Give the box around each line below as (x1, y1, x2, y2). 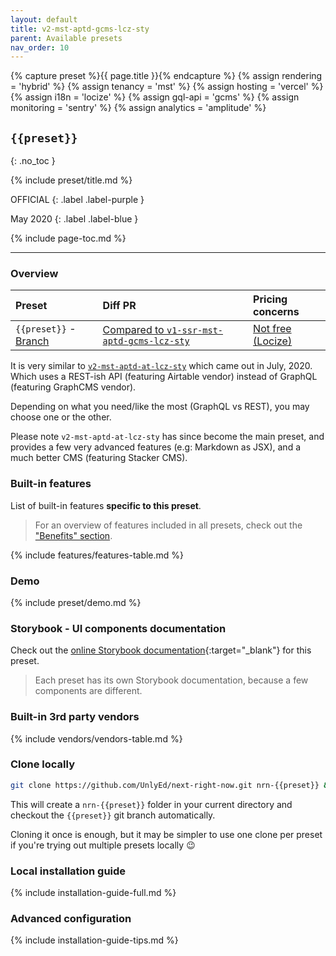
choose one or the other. (10, 411, 112, 423)
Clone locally (10, 757, 76, 771)
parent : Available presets (10, 33, 123, 43)
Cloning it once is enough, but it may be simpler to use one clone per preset (10, 828, 323, 840)
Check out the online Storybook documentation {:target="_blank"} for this (10, 644, 312, 656)
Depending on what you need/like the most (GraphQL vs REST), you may (10, 401, 310, 413)
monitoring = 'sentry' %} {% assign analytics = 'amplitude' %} (10, 102, 267, 114)
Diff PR (102, 299, 137, 313)
